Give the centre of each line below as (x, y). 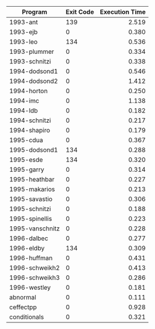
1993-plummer (32, 52)
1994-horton (29, 91)
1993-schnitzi (30, 61)
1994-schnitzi (30, 120)
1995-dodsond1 (34, 150)
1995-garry (27, 170)
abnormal (23, 297)
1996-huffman (31, 258)
